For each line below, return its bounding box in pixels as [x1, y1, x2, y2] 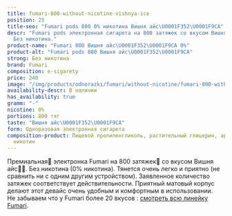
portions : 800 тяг [7, 112, 60, 119]
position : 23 [7, 17, 45, 23]
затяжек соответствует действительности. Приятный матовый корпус [7, 179, 215, 188]
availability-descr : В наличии [7, 87, 97, 94]
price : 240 [7, 74, 39, 81]
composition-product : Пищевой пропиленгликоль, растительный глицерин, [7, 132, 217, 139]
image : [7, 81, 26, 88]
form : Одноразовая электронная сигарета [7, 126, 126, 132]
